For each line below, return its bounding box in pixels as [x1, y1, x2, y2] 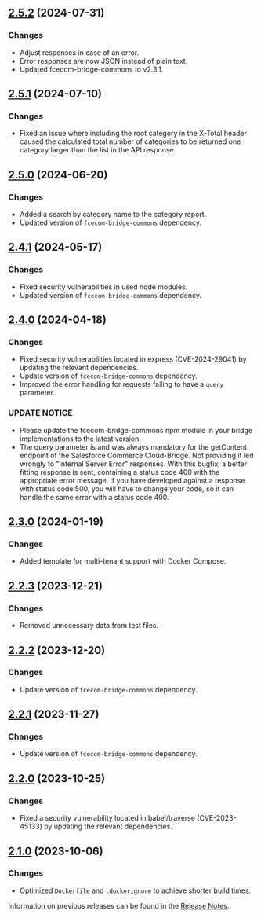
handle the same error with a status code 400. [19, 492, 170, 501]
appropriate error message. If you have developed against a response [19, 476, 245, 485]
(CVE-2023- [197, 813, 237, 823]
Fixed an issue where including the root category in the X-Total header [19, 129, 248, 138]
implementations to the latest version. [19, 434, 141, 443]
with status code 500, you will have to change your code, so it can [19, 483, 234, 494]
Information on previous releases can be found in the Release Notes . [8, 901, 230, 910]
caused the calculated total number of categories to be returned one [19, 137, 241, 146]
